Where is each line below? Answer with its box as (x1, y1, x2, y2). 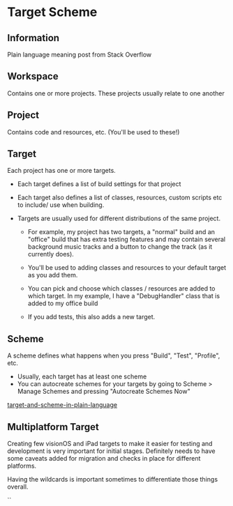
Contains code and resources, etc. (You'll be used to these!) (7, 128, 180, 136)
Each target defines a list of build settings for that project (17, 180, 181, 188)
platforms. (7, 461, 37, 470)
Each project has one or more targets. (7, 167, 116, 175)
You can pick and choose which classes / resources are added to (27, 284, 216, 293)
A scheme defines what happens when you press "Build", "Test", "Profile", (7, 351, 220, 360)
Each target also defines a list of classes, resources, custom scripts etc (17, 193, 223, 202)
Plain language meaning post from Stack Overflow (7, 50, 152, 59)
